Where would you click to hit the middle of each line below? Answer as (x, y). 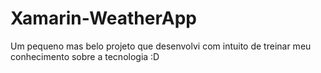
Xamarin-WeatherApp (103, 18)
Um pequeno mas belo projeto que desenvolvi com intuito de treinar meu (161, 46)
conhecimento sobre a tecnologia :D (85, 56)
